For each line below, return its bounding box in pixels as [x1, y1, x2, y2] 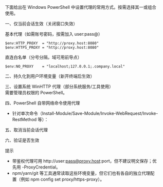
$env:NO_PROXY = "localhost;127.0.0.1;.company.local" [5, 64, 125, 69]
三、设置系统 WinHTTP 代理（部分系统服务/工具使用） [5, 83, 113, 89]
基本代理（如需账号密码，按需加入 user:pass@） [5, 31, 103, 37]
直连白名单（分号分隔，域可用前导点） [5, 54, 82, 60]
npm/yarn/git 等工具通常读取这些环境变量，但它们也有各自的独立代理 [12, 170, 150, 176]
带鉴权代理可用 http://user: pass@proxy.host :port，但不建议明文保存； [12, 158, 153, 164]
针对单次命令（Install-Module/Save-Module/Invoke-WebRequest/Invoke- [12, 110, 158, 116]
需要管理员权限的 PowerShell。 [5, 90, 67, 95]
